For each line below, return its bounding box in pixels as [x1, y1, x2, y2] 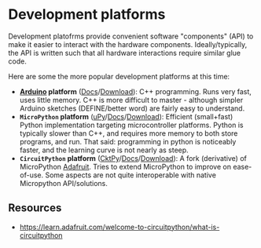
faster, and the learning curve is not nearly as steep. [19, 145, 189, 155]
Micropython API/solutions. [19, 178, 108, 188]
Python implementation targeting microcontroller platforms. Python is [19, 120, 244, 129]
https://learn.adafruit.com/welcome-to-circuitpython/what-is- [19, 222, 220, 232]
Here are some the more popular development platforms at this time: [8, 71, 230, 81]
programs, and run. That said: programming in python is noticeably [19, 137, 237, 146]
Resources [8, 202, 62, 215]
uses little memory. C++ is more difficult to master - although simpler [19, 95, 244, 104]
